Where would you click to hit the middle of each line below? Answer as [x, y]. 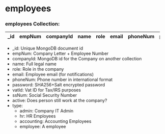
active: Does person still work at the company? [59, 101]
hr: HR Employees [38, 116]
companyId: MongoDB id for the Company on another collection [77, 59]
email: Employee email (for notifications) [53, 75]
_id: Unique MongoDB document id [48, 48]
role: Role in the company [38, 69]
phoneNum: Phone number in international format [62, 80]
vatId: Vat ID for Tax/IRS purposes [46, 90]
